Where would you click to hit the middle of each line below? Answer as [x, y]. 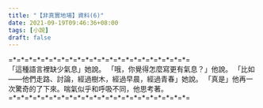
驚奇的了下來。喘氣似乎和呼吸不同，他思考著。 [91, 89]
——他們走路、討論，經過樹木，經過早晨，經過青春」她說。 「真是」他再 [127, 79]
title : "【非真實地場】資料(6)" [56, 15]
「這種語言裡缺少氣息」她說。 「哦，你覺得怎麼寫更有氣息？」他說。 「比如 [131, 69]
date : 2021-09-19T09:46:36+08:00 [63, 23]
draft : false [30, 37]
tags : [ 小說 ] [29, 30]
